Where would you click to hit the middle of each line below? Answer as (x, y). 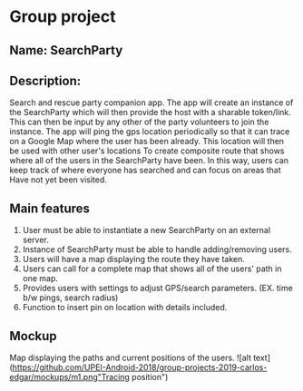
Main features (50, 208)
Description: (45, 80)
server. (36, 240)
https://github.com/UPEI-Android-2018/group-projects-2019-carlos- (140, 367)
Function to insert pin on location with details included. (125, 308)
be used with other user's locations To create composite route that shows (147, 151)
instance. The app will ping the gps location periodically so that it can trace (150, 132)
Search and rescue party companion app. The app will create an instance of (151, 103)
